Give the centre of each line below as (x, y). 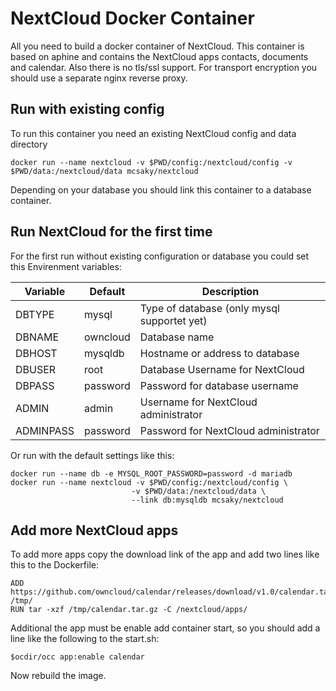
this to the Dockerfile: (54, 565)
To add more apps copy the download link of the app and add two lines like (165, 554)
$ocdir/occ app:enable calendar (77, 657)
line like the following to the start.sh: (85, 639)
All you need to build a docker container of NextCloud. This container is (157, 46)
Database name (177, 337)
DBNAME (37, 337)
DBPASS (35, 385)
